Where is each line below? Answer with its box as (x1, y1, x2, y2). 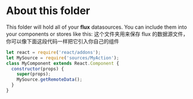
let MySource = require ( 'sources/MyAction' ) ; (6, 54, 119, 61)
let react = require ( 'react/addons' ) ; (6, 49, 101, 55)
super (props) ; (16, 71, 51, 77)
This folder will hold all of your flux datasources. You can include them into (6, 23, 187, 30)
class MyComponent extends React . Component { (6, 60, 119, 66)
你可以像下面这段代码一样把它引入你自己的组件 (6, 37, 119, 45)
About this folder (6, 4, 90, 18)
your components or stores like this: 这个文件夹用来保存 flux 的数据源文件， (6, 30, 189, 37)
